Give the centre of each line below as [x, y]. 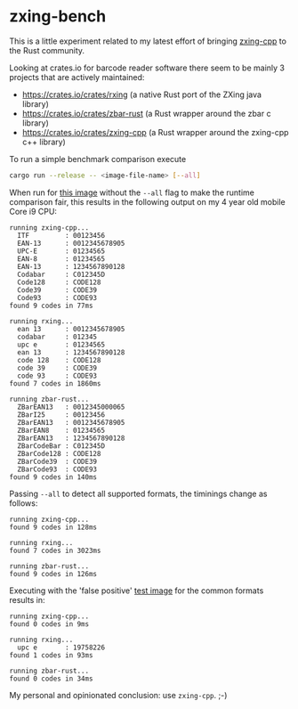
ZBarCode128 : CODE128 [59, 453]
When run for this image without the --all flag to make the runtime [132, 192]
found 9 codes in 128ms [53, 527]
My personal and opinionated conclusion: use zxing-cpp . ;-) [118, 695]
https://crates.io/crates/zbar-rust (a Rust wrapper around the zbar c [146, 113]
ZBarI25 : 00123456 [61, 415]
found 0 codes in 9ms [49, 624]
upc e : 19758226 [61, 648]
